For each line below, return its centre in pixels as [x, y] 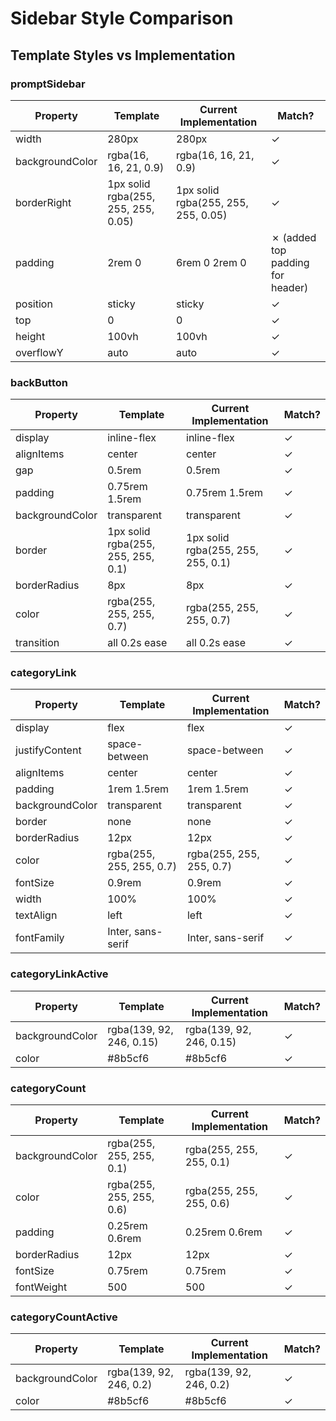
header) [289, 287]
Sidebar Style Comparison [122, 18]
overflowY [39, 352]
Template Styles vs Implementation [123, 55]
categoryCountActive [64, 1317]
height [30, 336]
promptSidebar [48, 84]
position [34, 304]
